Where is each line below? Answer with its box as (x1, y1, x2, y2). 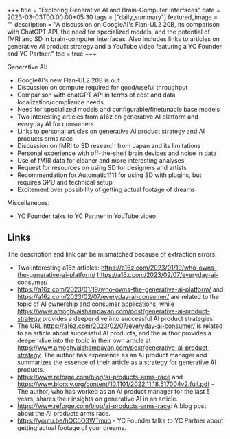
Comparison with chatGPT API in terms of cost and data (16, 91, 176, 99)
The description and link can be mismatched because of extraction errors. (7, 250, 218, 258)
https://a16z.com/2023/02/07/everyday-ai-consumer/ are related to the (16, 292, 220, 300)
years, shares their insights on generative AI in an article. (16, 394, 179, 403)
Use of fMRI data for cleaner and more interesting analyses (16, 156, 185, 164)
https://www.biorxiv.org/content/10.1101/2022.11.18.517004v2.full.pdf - (16, 380, 215, 388)
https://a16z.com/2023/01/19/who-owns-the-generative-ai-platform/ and (16, 285, 224, 294)
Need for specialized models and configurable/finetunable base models (16, 106, 220, 113)
